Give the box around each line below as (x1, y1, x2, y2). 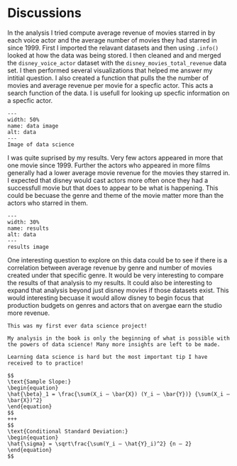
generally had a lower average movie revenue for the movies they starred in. (7, 168, 231, 177)
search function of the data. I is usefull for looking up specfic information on (7, 89, 230, 97)
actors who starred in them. (7, 199, 89, 207)
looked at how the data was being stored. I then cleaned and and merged (7, 51, 221, 60)
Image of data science (7, 140, 75, 148)
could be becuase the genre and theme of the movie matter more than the (7, 191, 224, 199)
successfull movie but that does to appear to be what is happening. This (7, 183, 219, 192)
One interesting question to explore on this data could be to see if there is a (7, 255, 228, 264)
